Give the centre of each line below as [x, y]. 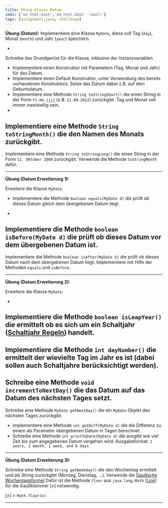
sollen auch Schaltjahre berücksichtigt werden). [82, 365]
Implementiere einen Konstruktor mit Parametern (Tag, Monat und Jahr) [86, 68]
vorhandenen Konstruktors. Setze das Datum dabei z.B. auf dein [78, 84]
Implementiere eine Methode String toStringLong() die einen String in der [82, 154]
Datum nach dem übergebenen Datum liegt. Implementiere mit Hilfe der [79, 262]
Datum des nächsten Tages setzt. [59, 398]
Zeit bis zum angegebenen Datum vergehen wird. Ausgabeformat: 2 [82, 441]
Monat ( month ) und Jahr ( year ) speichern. [47, 39]
